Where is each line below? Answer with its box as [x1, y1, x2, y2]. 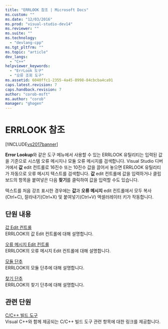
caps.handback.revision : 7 [5, 87, 62, 92]
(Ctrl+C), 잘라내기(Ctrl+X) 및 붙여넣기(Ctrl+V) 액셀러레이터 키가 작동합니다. [5, 194, 154, 200]
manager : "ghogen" [5, 101, 44, 106]
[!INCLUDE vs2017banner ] [5, 142, 59, 148]
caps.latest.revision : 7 [5, 82, 57, 87]
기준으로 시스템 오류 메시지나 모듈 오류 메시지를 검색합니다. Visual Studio [10, 158, 154, 164]
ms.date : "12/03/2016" [5, 17, 53, 22]
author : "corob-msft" [5, 92, 51, 97]
